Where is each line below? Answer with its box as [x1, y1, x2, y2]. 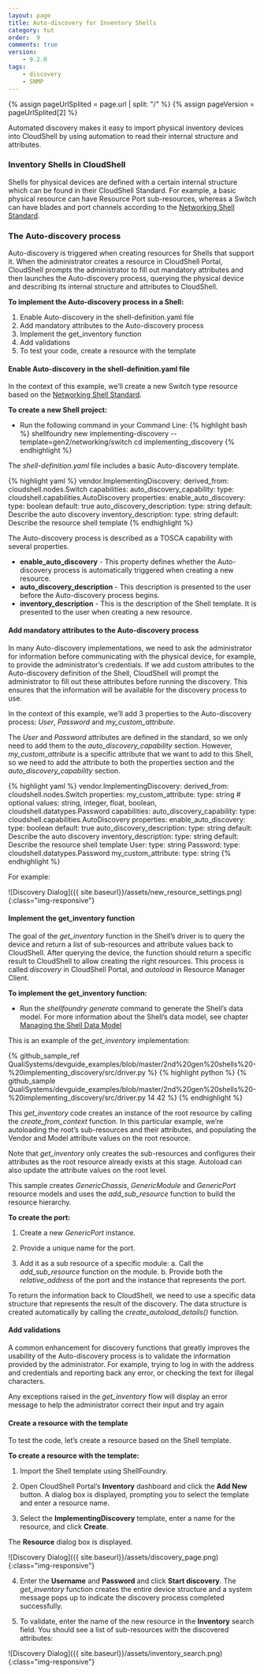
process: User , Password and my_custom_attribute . [8, 717, 176, 727]
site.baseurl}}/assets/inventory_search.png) [80, 1649, 223, 1658]
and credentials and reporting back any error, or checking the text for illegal [8, 1368, 254, 1377]
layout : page [8, 11, 51, 20]
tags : [8, 63, 26, 71]
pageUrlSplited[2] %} [8, 107, 78, 117]
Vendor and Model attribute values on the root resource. [8, 1133, 191, 1142]
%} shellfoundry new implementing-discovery [19, 429, 169, 439]
